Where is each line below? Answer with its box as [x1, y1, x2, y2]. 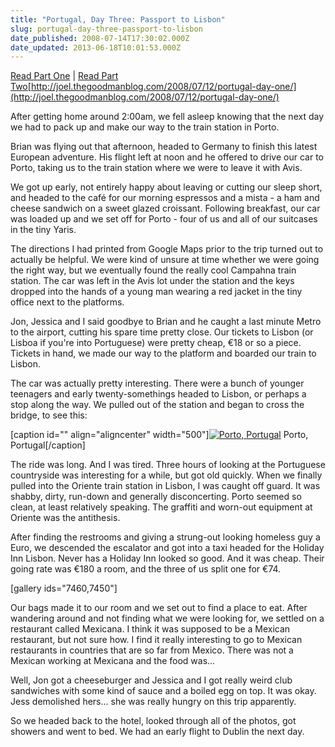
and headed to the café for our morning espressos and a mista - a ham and [10, 192, 320, 204]
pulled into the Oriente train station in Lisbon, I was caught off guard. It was [10, 480, 321, 492]
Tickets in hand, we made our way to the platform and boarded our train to [10, 347, 317, 360]
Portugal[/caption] [10, 439, 86, 451]
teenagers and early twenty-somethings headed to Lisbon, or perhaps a [10, 388, 307, 400]
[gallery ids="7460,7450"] [10, 582, 118, 595]
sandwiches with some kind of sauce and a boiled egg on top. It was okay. [10, 685, 317, 697]
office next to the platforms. [10, 296, 125, 308]
